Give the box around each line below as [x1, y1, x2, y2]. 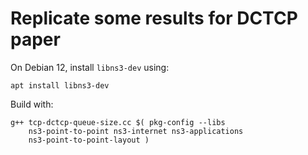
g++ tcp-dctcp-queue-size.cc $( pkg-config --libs [10, 117, 226, 127]
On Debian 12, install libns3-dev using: [10, 61, 170, 73]
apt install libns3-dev [10, 80, 110, 91]
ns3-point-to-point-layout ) [28, 135, 150, 145]
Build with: [10, 98, 54, 110]
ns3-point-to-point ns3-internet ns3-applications [28, 126, 244, 136]
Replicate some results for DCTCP [10, 7, 298, 30]
